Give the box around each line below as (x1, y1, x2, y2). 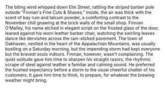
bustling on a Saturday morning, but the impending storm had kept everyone (5, 46, 160, 52)
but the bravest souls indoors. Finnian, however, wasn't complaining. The (5, 51, 154, 57)
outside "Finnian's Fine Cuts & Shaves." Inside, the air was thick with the (5, 9, 152, 15)
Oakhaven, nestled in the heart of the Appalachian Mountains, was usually (5, 41, 156, 46)
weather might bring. (5, 77, 48, 83)
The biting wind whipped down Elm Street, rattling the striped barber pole (5, 4, 154, 10)
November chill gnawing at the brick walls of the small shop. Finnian (5, 20, 144, 26)
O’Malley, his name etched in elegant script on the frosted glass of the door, (5, 25, 159, 31)
